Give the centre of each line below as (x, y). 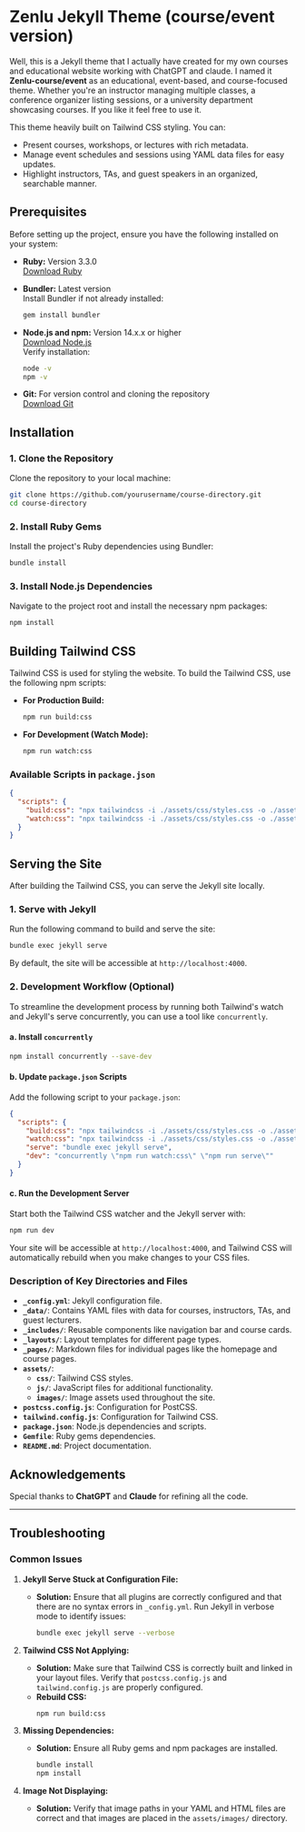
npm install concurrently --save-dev (81, 1056)
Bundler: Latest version (67, 288)
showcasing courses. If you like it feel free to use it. (106, 109)
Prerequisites (48, 212)
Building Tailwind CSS (73, 651)
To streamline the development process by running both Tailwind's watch (147, 1006)
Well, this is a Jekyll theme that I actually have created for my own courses (149, 61)
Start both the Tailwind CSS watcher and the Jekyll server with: (128, 1214)
